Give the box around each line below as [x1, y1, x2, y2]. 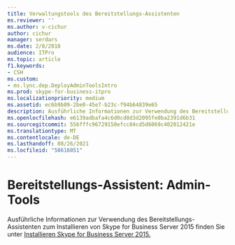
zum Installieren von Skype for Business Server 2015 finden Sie [42, 222, 225, 231]
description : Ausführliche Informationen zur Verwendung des [7, 108, 190, 115]
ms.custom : [7, 75, 39, 83]
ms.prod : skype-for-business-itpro [7, 88, 111, 95]
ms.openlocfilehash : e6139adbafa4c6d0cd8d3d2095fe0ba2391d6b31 [7, 114, 196, 121]
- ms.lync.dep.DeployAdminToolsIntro [7, 82, 117, 89]
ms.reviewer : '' [7, 17, 55, 24]
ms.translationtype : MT [7, 127, 77, 134]
